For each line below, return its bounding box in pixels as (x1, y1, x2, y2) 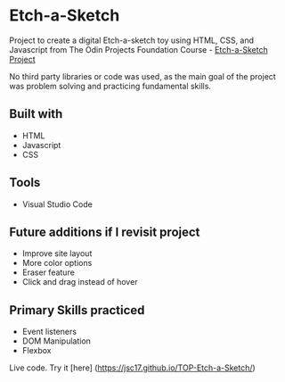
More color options (21, 258, 93, 269)
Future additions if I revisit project (9, 224, 200, 239)
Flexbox (21, 345, 52, 356)
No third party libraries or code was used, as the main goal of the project (9, 71, 276, 81)
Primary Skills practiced (9, 303, 145, 318)
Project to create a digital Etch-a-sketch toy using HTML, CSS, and (9, 35, 255, 46)
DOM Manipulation (21, 336, 92, 346)
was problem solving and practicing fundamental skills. (9, 80, 212, 91)
